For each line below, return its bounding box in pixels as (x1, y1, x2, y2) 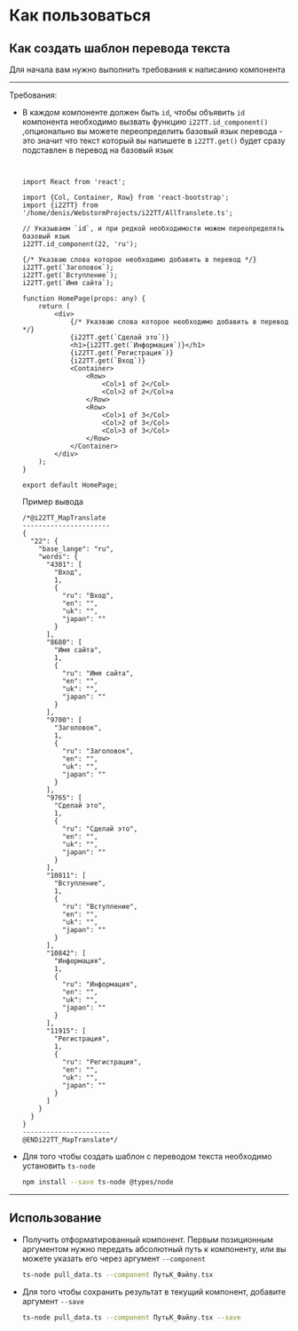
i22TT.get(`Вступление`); (21, 271, 118, 280)
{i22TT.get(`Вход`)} (69, 356, 146, 365)
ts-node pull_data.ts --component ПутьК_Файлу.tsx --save (21, 1312, 241, 1322)
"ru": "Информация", (61, 980, 138, 989)
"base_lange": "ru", (38, 545, 114, 554)
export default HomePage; (21, 481, 118, 490)
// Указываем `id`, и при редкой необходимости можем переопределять (21, 224, 286, 233)
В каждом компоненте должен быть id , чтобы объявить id (21, 108, 246, 117)
